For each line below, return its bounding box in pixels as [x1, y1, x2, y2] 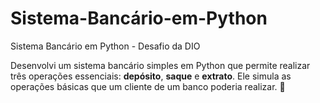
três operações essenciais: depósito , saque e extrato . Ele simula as [10, 70, 292, 82]
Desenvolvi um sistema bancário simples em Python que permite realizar [10, 59, 311, 71]
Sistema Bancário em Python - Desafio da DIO [10, 40, 201, 52]
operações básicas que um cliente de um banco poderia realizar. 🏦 [10, 80, 286, 92]
